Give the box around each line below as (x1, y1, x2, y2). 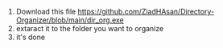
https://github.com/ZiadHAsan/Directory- (77, 7, 215, 16)
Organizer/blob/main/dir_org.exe (15, 15, 124, 25)
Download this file (15, 7, 76, 16)
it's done (15, 32, 46, 42)
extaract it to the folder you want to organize (15, 24, 164, 33)
